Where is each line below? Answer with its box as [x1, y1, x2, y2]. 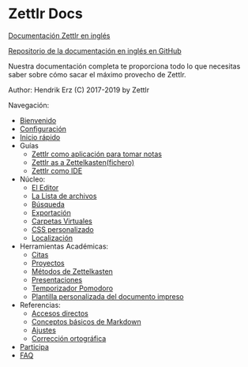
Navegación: [8, 100, 50, 110]
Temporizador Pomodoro [31, 283, 113, 293]
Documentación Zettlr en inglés [8, 31, 111, 40]
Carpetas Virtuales [31, 216, 92, 226]
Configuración [19, 124, 67, 133]
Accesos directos [31, 309, 88, 318]
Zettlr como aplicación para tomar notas [31, 149, 162, 159]
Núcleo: [19, 174, 46, 184]
